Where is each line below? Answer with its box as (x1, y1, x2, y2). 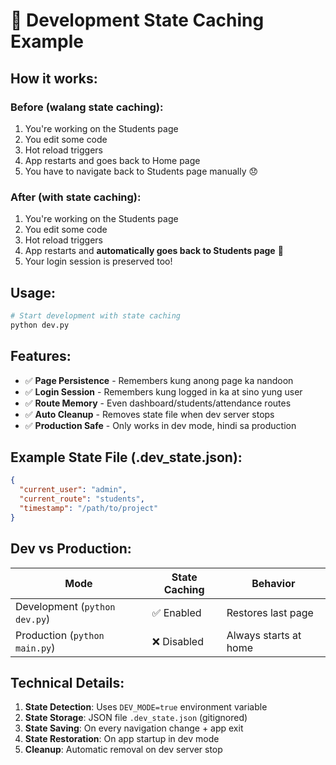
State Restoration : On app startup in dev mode (24, 733, 220, 745)
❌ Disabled (151, 634, 204, 648)
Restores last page (226, 605, 314, 619)
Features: (10, 348, 72, 365)
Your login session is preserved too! (24, 255, 173, 268)
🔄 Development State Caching (10, 9, 265, 32)
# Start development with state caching (10, 310, 182, 321)
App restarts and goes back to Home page (24, 154, 201, 166)
